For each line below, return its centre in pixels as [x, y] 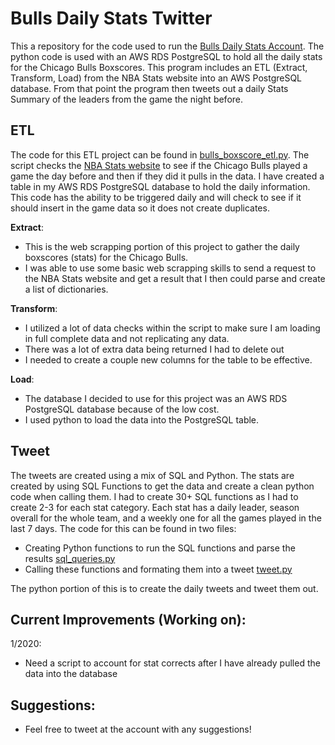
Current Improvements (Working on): [128, 619]
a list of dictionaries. [66, 289]
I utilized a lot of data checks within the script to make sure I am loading [172, 328]
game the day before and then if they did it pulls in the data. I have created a [167, 176]
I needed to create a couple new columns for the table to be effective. [168, 359]
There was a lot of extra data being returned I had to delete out [154, 349]
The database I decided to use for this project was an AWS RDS [156, 398]
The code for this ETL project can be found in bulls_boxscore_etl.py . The [160, 154]
